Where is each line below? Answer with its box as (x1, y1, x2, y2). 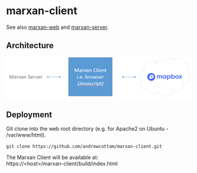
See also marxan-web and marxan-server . (6, 24, 109, 31)
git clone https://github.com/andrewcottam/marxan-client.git (6, 144, 162, 149)
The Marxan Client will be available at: (6, 154, 98, 161)
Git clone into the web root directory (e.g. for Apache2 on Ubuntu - (6, 125, 169, 132)
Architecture (6, 41, 54, 51)
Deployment (6, 109, 52, 119)
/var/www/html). (6, 131, 46, 139)
